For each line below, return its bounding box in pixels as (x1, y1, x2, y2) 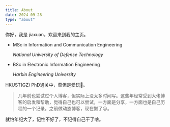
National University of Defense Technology (12, 52, 103, 58)
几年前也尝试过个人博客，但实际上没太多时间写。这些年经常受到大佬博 (17, 93, 165, 99)
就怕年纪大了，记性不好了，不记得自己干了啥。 (5, 116, 103, 122)
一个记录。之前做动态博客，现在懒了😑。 (26, 106, 112, 112)
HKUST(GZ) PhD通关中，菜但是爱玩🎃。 (5, 82, 88, 88)
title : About (5, 7, 33, 13)
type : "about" (5, 17, 36, 22)
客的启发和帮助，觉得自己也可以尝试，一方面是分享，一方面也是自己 (17, 99, 161, 105)
